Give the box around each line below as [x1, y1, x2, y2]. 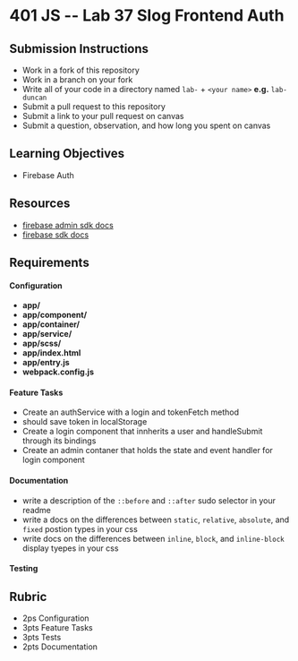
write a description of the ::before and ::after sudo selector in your [21, 494, 276, 506]
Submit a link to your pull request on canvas [21, 111, 184, 121]
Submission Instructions [9, 41, 149, 56]
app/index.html [21, 348, 81, 358]
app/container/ [21, 319, 81, 330]
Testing [9, 563, 38, 574]
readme [21, 504, 51, 515]
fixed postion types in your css [21, 523, 139, 534]
